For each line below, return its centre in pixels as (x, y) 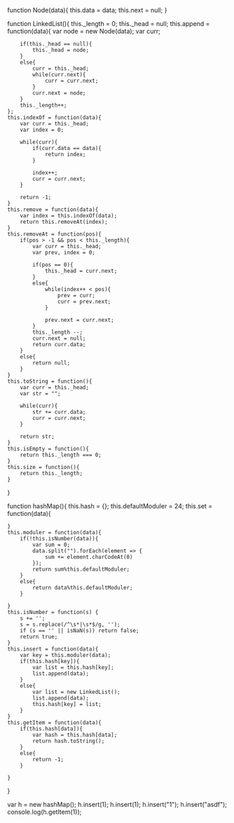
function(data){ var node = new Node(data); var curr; (84, 31)
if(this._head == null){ (56, 44)
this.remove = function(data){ (53, 210)
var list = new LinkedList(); (76, 692)
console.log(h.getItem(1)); (44, 812)
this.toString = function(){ (50, 381)
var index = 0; (42, 130)
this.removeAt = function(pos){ (54, 234)
